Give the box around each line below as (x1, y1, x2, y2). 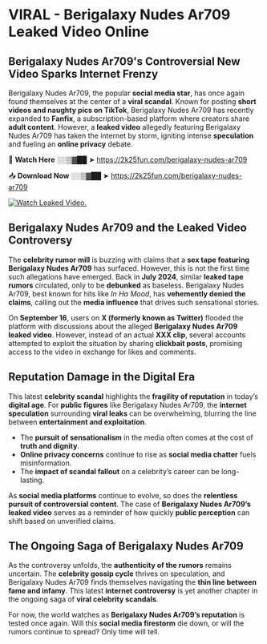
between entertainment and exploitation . (8, 417, 147, 426)
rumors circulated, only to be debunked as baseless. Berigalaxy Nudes (8, 280, 245, 290)
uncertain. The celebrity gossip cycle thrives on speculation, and (8, 569, 225, 578)
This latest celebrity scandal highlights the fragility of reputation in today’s (8, 391, 259, 401)
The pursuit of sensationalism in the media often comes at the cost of (19, 433, 254, 442)
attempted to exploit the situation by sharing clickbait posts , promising (8, 338, 243, 348)
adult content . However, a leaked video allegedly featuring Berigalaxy (8, 123, 241, 131)
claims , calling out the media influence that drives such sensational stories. (8, 297, 260, 307)
